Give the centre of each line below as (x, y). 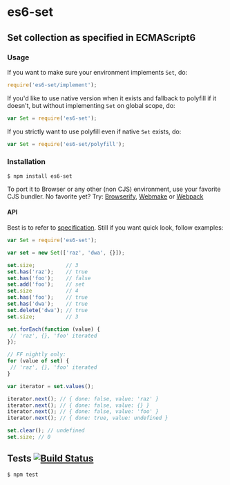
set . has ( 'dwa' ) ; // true (48, 304)
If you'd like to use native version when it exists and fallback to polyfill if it (112, 98)
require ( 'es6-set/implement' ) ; (52, 85)
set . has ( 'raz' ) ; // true (48, 272)
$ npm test (23, 475)
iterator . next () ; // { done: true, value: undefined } (88, 418)
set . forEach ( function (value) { (54, 329)
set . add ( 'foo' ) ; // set (46, 284)
